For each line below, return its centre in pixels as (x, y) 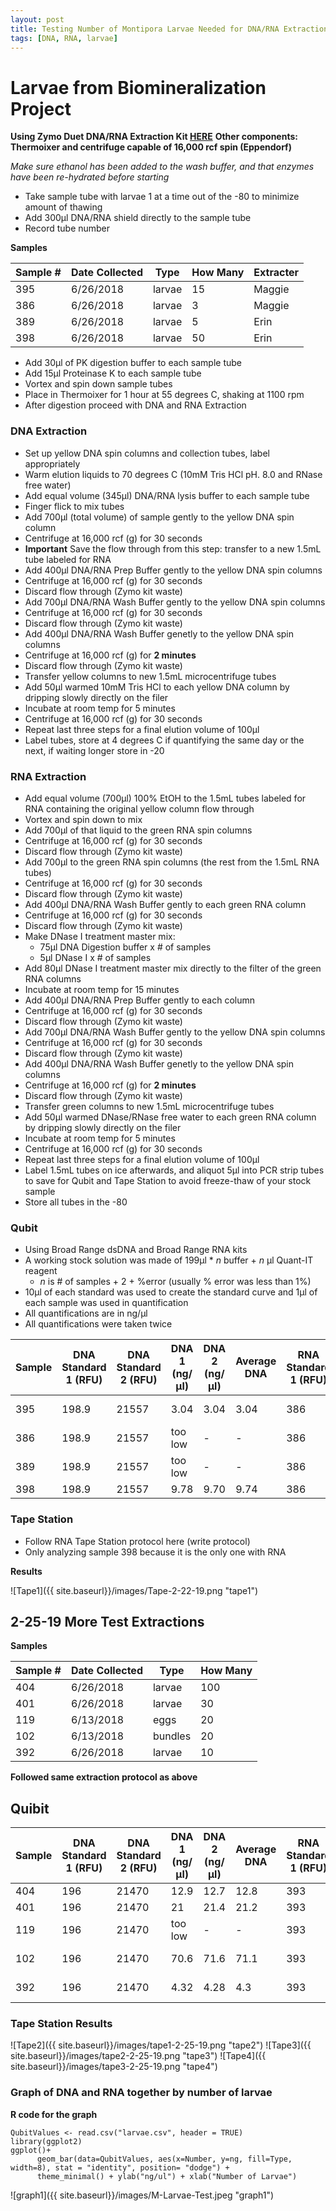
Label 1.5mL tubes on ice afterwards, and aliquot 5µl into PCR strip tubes (174, 1170)
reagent (41, 1271)
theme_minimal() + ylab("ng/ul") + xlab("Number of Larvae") (167, 2176)
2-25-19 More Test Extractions (107, 1621)
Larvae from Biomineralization (138, 87)
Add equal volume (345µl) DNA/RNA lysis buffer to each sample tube (167, 495)
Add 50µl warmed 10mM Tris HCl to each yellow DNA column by (157, 687)
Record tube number (67, 228)
